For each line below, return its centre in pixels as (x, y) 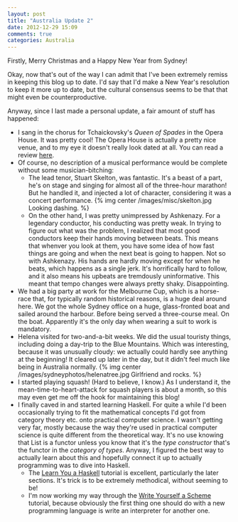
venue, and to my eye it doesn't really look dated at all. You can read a (120, 147)
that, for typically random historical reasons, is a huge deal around (130, 299)
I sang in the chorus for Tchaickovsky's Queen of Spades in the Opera (120, 132)
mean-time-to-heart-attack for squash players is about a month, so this (122, 390)
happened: (23, 119)
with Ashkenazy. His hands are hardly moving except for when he (124, 261)
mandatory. (34, 329)
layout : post (27, 14)
